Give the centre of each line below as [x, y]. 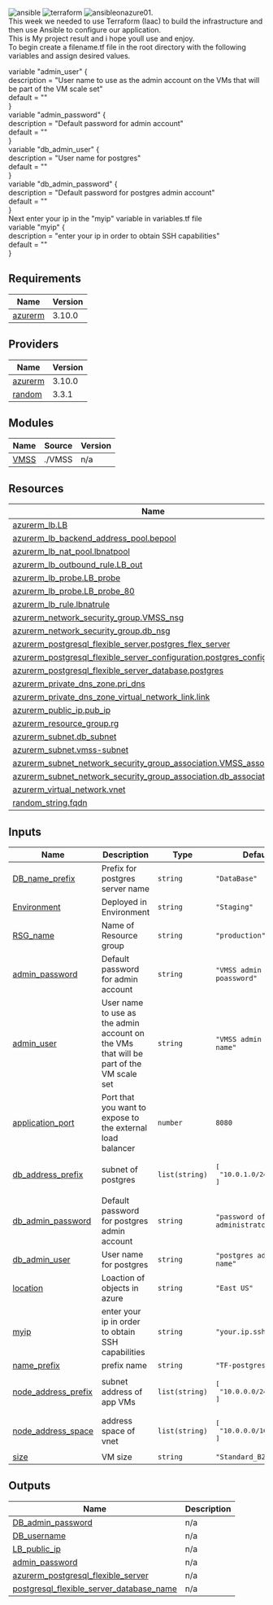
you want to [123, 1108]
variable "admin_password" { [57, 115]
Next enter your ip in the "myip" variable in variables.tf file [106, 219]
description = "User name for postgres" [75, 158]
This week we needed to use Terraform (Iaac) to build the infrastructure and [136, 21]
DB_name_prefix [44, 879]
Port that [118, 1097]
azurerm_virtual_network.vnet [69, 789]
